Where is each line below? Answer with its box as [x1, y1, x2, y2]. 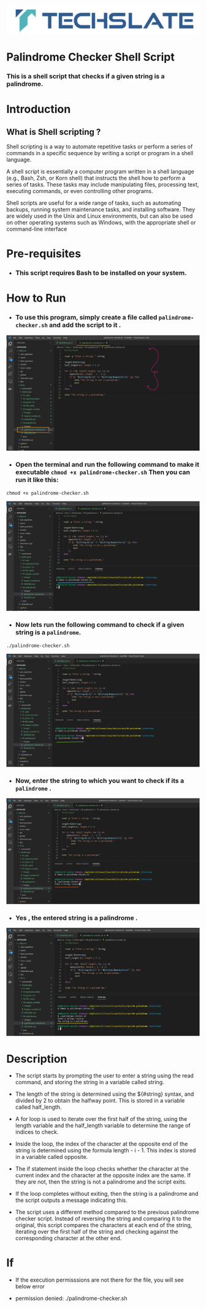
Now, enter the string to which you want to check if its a [15, 776, 185, 785]
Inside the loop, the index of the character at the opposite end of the [15, 1140, 188, 1148]
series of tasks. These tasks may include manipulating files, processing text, [6, 181, 199, 188]
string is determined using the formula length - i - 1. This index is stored [15, 1147, 196, 1154]
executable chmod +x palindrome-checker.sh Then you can [15, 468, 190, 476]
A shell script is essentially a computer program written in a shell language [6, 168, 194, 175]
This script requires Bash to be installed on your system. [15, 269, 187, 277]
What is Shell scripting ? [6, 126, 101, 137]
